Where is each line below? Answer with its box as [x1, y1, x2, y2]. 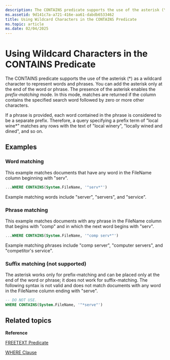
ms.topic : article [5, 21, 44, 27]
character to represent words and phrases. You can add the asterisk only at [5, 81, 163, 87]
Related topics [5, 317, 52, 325]
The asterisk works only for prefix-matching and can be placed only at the [5, 272, 160, 278]
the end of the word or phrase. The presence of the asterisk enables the [5, 86, 156, 93]
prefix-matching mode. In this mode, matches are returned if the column [5, 92, 156, 98]
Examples [5, 143, 37, 152]
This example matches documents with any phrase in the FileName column [5, 218, 162, 224]
